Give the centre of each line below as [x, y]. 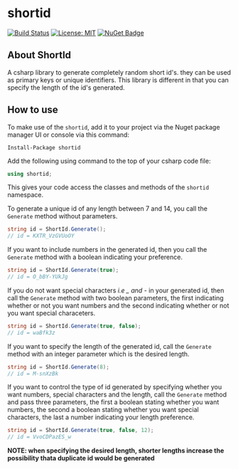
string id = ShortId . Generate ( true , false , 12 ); [81, 431]
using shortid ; [30, 174]
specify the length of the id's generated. [66, 88]
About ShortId [39, 55]
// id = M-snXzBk [33, 374]
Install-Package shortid [44, 147]
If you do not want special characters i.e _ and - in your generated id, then [116, 290]
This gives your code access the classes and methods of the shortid [108, 187]
